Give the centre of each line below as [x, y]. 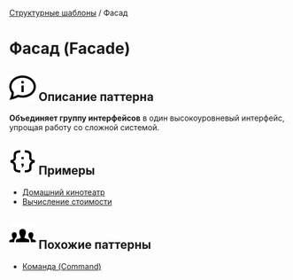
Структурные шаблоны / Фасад [69, 13]
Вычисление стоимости [67, 201]
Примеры [67, 171]
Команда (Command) [62, 266]
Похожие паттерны [95, 245]
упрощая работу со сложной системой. [85, 127]
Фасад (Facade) [70, 49]
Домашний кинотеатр [63, 192]
